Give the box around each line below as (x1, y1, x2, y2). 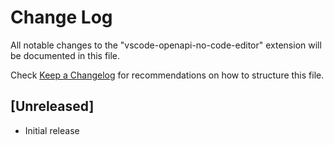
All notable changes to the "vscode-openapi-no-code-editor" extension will (10, 39, 322, 51)
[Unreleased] (10, 98, 95, 115)
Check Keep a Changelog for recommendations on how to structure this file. (10, 69, 325, 81)
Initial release (24, 124, 80, 136)
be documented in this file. (10, 49, 121, 61)
